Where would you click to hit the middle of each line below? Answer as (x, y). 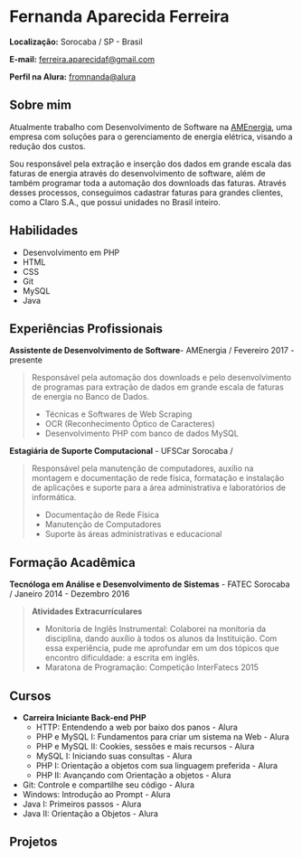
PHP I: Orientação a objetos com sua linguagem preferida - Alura (157, 765)
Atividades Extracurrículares (87, 611)
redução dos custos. (47, 146)
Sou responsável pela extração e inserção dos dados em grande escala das (151, 164)
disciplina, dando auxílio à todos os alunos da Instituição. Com (161, 638)
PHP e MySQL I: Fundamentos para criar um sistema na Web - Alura (162, 737)
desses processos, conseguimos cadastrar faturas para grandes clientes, (146, 193)
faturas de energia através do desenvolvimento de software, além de (137, 173)
